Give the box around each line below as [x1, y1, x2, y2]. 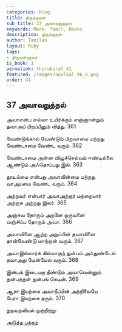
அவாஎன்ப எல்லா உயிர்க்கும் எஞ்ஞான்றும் [6, 115, 104, 123]
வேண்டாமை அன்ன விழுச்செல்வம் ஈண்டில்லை [6, 154, 114, 161]
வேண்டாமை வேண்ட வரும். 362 [6, 142, 83, 149]
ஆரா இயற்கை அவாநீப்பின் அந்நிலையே [6, 287, 98, 295]
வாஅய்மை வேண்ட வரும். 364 [6, 179, 78, 187]
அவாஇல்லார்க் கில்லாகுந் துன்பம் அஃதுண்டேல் [6, 249, 116, 256]
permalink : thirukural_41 [6, 65, 72, 72]
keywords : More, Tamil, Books [6, 26, 83, 32]
